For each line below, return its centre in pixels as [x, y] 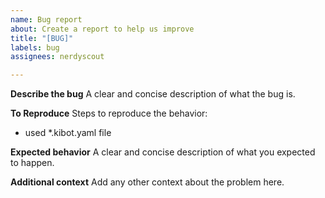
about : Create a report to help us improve [102, 29]
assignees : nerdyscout [57, 57]
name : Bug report [46, 19]
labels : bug [35, 47]
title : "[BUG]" [42, 38]
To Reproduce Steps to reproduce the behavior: [109, 113]
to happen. [32, 163]
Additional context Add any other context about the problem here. [147, 182]
